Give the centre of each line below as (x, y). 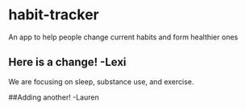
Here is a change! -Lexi (67, 62)
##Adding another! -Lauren (54, 97)
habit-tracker (54, 15)
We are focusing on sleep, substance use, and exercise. (101, 81)
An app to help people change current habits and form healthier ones (123, 37)
